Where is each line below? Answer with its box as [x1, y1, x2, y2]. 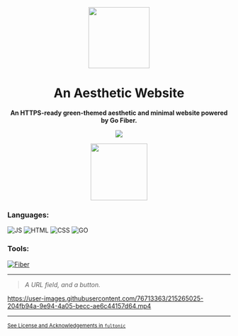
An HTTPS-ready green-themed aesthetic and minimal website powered [10, 108, 228, 117]
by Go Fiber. [101, 116, 137, 124]
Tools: [7, 244, 30, 254]
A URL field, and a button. [24, 280, 101, 289]
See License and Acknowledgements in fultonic [7, 322, 126, 329]
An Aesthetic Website [53, 85, 185, 101]
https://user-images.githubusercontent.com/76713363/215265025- [7, 294, 204, 303]
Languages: [7, 210, 50, 220]
